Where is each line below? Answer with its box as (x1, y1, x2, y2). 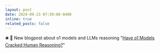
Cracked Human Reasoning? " (5, 42, 65, 48)
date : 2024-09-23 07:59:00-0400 (5, 12, 72, 17)
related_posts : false (5, 21, 50, 26)
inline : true (5, 16, 32, 21)
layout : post (5, 7, 32, 12)
